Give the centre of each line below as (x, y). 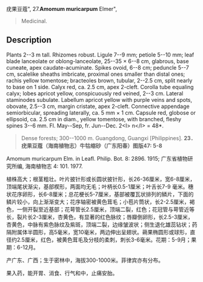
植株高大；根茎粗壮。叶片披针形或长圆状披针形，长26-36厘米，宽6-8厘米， (101, 179)
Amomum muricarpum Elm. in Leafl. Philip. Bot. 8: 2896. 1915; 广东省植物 (97, 158)
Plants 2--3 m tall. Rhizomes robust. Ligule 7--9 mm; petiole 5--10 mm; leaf (100, 55)
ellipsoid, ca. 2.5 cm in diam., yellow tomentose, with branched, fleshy (94, 119)
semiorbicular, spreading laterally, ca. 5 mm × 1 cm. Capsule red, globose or (101, 112)
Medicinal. (34, 21)
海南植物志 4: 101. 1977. (54, 166)
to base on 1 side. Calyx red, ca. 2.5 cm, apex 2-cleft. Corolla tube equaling (100, 87)
